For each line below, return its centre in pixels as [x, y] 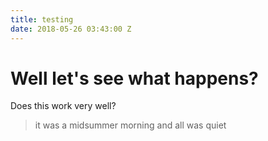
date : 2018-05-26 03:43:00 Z [71, 29]
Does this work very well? [63, 106]
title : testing [42, 19]
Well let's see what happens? [134, 78]
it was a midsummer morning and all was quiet [130, 125]
